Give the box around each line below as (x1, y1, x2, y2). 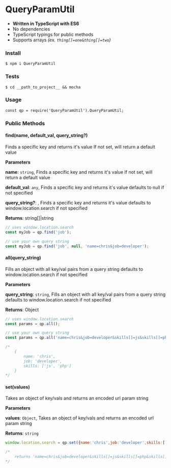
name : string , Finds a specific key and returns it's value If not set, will (5, 169, 153, 175)
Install (5, 50, 21, 57)
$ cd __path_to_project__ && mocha (5, 84, 81, 90)
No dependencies (12, 26, 50, 32)
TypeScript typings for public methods (12, 31, 94, 37)
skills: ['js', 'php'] (23, 363, 72, 368)
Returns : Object (5, 307, 39, 313)
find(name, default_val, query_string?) (5, 132, 88, 138)
